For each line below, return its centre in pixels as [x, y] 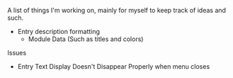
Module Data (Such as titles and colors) [86, 39]
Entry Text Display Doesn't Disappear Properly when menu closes [114, 66]
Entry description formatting [59, 32]
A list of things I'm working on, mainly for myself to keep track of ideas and [117, 10]
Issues [17, 53]
